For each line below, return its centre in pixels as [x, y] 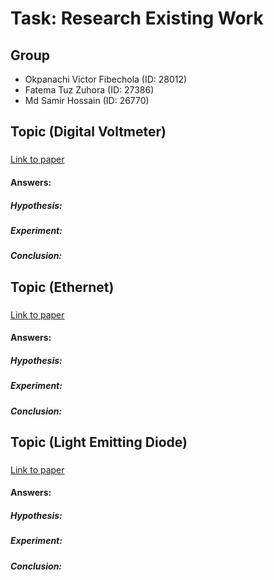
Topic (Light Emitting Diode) [99, 442]
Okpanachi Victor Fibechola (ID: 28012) [106, 79]
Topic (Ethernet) [62, 287]
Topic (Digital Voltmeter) [88, 132]
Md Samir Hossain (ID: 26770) [87, 100]
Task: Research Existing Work [137, 18]
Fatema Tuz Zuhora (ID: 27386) [89, 90]
